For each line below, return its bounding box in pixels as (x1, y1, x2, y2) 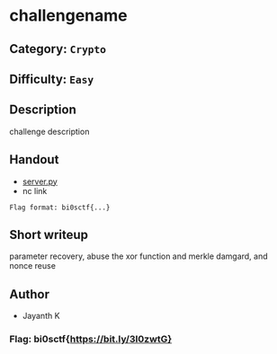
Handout (9, 152, 59, 167)
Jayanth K (22, 311, 60, 322)
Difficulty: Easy (9, 71, 94, 86)
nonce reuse (9, 261, 57, 271)
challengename (9, 5, 128, 26)
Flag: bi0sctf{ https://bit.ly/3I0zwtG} (9, 333, 173, 346)
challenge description (9, 126, 90, 137)
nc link (22, 185, 48, 196)
